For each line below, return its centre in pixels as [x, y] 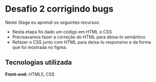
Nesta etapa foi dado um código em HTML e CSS [62, 32]
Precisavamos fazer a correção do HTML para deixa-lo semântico [79, 37]
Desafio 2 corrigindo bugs [59, 9]
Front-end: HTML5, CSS [30, 74]
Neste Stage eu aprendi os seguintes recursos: [52, 22]
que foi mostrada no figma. [39, 47]
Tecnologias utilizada [39, 62]
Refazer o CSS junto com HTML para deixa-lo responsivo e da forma [81, 42]
